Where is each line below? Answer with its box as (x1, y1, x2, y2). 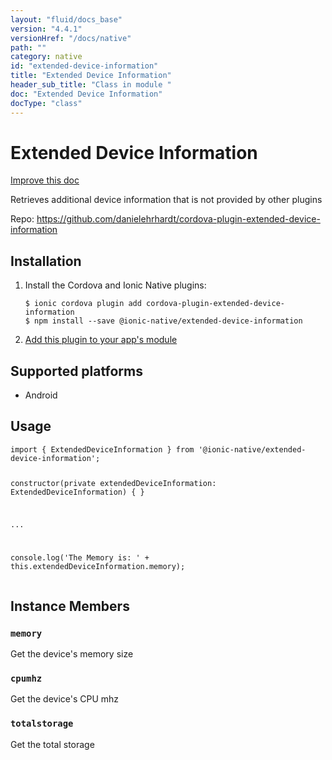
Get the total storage (10, 738, 95, 750)
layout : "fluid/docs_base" (10, 14, 123, 25)
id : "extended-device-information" (10, 61, 159, 71)
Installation (10, 252, 82, 270)
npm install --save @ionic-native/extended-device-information (34, 316, 303, 326)
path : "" (10, 42, 47, 53)
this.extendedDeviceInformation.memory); (10, 562, 186, 572)
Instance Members (10, 597, 130, 615)
